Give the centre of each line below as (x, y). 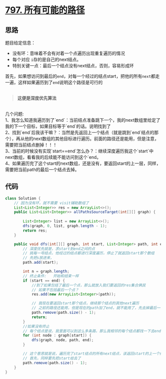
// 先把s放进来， (39, 258)
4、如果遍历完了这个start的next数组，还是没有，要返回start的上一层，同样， (83, 163)
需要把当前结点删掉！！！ (31, 145)
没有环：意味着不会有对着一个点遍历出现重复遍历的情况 (68, 53)
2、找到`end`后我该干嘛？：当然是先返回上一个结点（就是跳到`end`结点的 (80, 132)
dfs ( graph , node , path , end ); (62, 340)
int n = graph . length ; (46, 272)
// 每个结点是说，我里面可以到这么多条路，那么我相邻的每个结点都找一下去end (92, 331)
